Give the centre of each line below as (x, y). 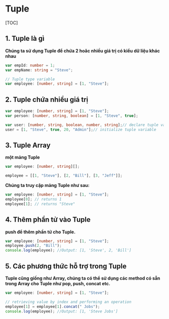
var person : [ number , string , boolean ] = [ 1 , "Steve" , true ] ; (72, 116)
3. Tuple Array (28, 145)
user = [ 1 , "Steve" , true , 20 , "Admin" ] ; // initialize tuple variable (81, 130)
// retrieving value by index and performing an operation (68, 302)
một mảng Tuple (23, 157)
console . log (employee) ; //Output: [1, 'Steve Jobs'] (62, 311)
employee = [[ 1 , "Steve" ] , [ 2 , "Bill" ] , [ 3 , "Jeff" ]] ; (64, 176)
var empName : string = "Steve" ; (39, 70)
